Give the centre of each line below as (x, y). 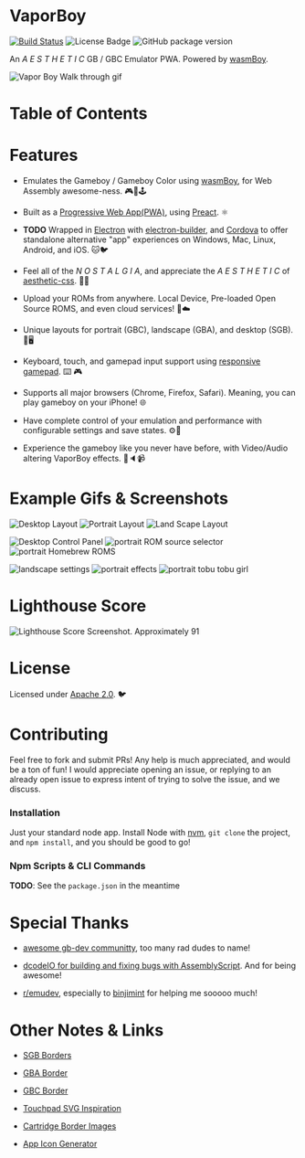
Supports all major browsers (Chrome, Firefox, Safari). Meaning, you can (159, 393)
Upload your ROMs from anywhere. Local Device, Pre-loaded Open (149, 299)
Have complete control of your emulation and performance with (142, 420)
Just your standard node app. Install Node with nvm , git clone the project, (150, 833)
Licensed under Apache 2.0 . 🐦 (68, 694)
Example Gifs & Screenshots (119, 499)
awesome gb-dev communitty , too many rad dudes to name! (137, 948)
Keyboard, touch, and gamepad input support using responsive (142, 361)
